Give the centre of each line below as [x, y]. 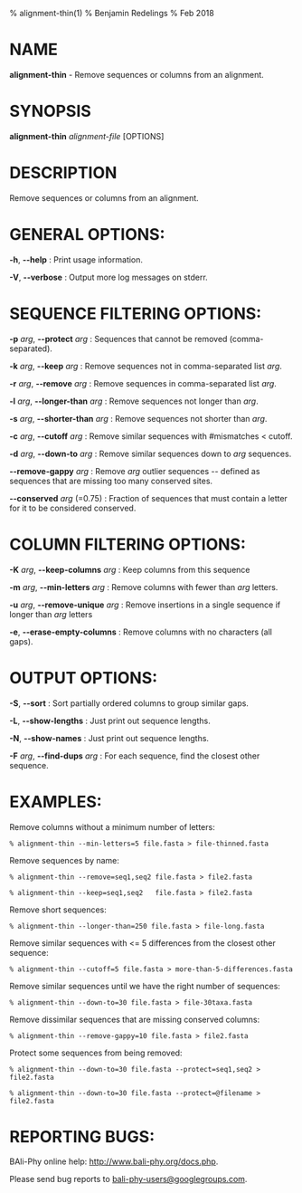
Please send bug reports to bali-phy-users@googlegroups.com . [128, 1179]
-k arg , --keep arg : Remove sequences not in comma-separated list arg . [146, 366]
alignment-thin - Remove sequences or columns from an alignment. [137, 74]
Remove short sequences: [58, 910]
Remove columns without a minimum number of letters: [112, 826]
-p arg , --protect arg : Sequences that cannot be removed [118, 339]
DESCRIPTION [63, 173]
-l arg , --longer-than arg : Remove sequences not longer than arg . [134, 401]
